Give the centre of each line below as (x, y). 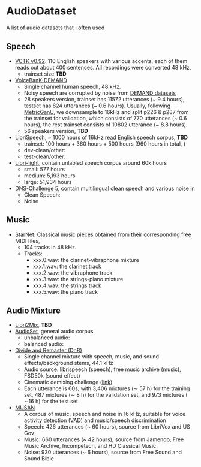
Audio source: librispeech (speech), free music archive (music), (102, 369)
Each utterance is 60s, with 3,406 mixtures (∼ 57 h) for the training (107, 388)
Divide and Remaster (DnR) (48, 350)
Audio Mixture (34, 310)
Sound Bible (39, 459)
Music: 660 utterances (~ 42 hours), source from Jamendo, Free (104, 439)
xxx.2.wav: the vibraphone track (73, 272)
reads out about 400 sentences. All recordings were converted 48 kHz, (103, 67)
